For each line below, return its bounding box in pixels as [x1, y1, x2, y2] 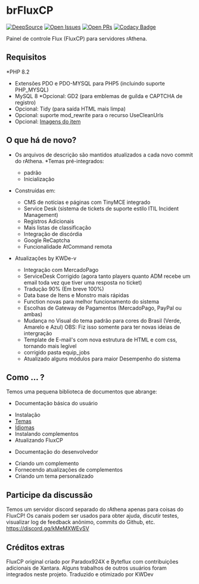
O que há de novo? [6, 135, 77, 145]
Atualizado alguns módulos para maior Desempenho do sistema [23, 355, 181, 362]
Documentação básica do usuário [14, 400, 98, 407]
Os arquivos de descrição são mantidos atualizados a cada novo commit [14, 151, 194, 158]
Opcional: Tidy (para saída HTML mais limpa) [14, 105, 126, 112]
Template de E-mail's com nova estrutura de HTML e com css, [23, 336, 178, 343]
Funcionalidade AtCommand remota [23, 243, 112, 250]
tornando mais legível [23, 342, 77, 350]
